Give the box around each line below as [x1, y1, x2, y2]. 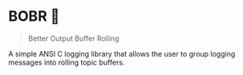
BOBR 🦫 [8, 7, 60, 26]
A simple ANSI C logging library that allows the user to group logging [8, 49, 236, 58]
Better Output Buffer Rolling [27, 34, 119, 43]
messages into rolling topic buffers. [8, 57, 125, 67]
